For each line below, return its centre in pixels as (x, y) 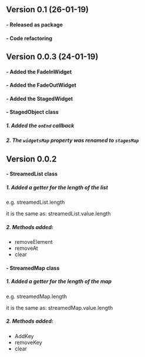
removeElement (33, 242)
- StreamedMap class (33, 268)
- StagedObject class (32, 112)
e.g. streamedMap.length (37, 296)
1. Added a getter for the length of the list (57, 187)
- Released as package (34, 24)
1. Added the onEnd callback (40, 125)
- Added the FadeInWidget (39, 72)
